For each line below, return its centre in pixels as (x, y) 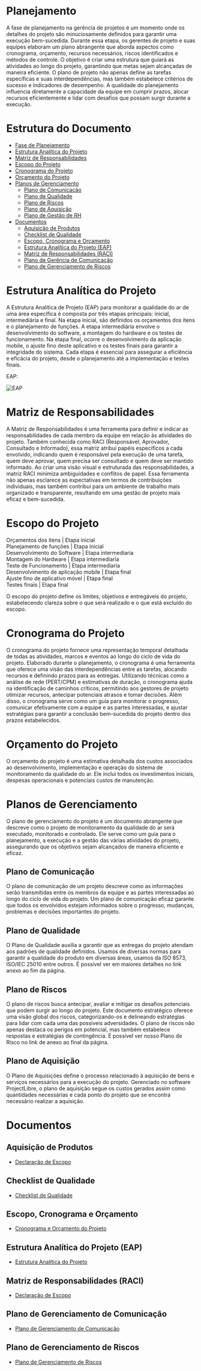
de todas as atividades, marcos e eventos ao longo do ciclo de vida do (93, 656)
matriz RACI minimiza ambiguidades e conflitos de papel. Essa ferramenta (97, 473)
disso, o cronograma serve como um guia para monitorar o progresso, (93, 701)
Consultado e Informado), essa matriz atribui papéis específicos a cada (94, 448)
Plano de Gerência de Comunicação (68, 260)
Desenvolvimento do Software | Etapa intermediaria (70, 552)
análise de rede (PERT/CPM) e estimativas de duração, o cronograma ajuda (100, 682)
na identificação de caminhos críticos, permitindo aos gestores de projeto (97, 688)
